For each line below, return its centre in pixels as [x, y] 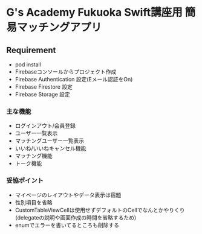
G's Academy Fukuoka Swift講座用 [94, 12]
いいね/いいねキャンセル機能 [50, 148]
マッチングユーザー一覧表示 [50, 141]
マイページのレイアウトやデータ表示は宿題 [68, 195]
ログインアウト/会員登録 [45, 126]
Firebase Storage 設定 [43, 94]
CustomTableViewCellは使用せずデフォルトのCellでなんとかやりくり [100, 210]
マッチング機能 [34, 156]
